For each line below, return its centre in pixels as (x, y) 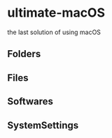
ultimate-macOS (56, 13)
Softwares (30, 101)
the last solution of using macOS (54, 32)
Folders (24, 54)
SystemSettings (43, 125)
